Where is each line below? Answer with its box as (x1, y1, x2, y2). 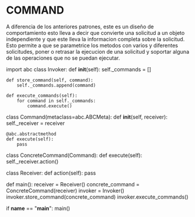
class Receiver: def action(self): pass (6, 169, 96, 176)
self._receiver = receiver (6, 119, 65, 127)
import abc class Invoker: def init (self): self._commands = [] (6, 65, 151, 73)
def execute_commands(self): (6, 93, 78, 98)
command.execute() (27, 103, 72, 109)
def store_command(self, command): (6, 77, 94, 83)
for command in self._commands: (16, 98, 96, 104)
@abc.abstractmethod (6, 131, 57, 137)
